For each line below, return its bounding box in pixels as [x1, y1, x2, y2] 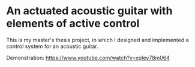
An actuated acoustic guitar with [6, 4, 173, 18]
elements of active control [6, 17, 140, 30]
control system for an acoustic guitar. [6, 43, 98, 50]
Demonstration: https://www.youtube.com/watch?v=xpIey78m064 [6, 54, 170, 61]
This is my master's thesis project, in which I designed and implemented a [6, 36, 189, 43]
